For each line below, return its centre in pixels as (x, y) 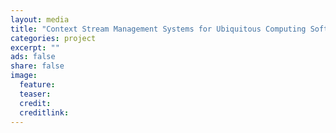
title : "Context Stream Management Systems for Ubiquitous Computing (158, 29)
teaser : (35, 94)
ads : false (33, 57)
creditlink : (44, 112)
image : (24, 76)
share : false (37, 66)
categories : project (53, 38)
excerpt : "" (35, 47)
